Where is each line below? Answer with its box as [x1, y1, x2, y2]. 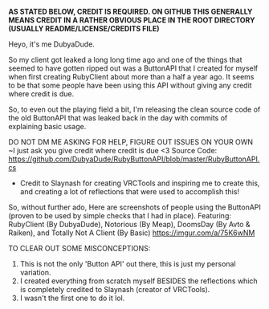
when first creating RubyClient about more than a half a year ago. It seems [8, 72, 255, 81]
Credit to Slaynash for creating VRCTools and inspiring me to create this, [19, 178, 260, 188]
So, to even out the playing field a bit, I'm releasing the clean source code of [8, 104, 261, 114]
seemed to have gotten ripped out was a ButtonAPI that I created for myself [8, 63, 259, 73]
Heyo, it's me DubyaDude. [8, 39, 95, 49]
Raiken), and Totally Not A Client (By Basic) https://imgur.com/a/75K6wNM [8, 228, 255, 238]
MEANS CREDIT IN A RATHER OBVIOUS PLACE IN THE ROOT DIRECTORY [8, 15, 255, 25]
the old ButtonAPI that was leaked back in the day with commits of [8, 113, 228, 123]
